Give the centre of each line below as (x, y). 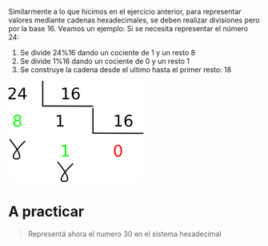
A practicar (46, 212)
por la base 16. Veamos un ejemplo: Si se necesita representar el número (128, 28)
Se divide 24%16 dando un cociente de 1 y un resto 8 (108, 52)
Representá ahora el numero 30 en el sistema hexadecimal (124, 234)
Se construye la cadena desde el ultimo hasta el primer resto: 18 (126, 70)
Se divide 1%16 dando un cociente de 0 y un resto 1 (105, 61)
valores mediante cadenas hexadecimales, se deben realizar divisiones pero (134, 20)
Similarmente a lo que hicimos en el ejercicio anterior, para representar (125, 12)
